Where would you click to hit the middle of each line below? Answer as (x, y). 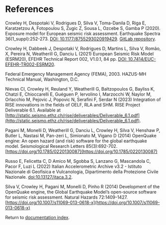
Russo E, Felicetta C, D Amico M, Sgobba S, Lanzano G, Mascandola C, (78, 161)
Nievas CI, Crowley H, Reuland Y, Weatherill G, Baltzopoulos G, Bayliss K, (80, 89)
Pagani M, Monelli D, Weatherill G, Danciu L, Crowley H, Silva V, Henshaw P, (83, 130)
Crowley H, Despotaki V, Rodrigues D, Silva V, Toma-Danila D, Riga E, (76, 23)
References (29, 9)
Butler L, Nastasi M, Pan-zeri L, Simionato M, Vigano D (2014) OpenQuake (81, 135)
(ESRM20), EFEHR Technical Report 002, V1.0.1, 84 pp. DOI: (66, 59)
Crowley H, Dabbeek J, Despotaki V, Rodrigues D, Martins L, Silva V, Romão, (83, 48)
